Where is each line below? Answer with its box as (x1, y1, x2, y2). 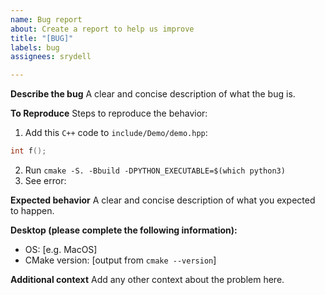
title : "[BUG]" (10, 33, 74, 43)
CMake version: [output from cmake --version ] (24, 254, 217, 266)
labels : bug (10, 42, 60, 53)
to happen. (10, 205, 55, 216)
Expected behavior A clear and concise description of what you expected (10, 194, 316, 206)
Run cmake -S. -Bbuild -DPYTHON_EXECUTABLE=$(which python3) (24, 164, 286, 176)
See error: (24, 175, 67, 186)
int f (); (10, 146, 47, 156)
